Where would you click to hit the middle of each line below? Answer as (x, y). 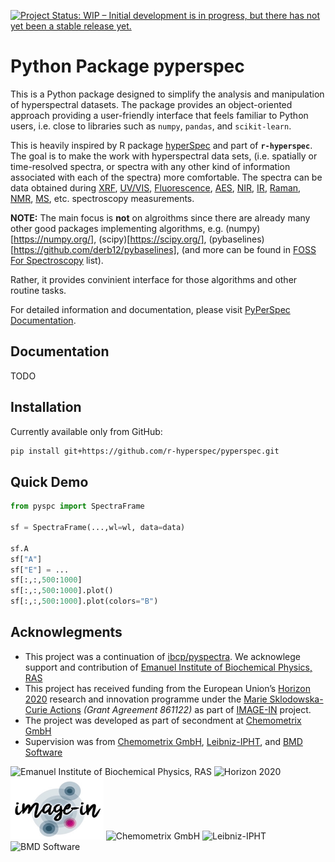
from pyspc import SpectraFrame (77, 506)
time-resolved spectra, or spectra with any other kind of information (150, 166)
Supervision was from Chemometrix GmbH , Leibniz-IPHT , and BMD (163, 741)
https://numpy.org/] (54, 239)
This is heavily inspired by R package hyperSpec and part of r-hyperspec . (161, 145)
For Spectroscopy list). (57, 260)
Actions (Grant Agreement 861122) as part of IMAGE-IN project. (180, 709)
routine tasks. (38, 290)
